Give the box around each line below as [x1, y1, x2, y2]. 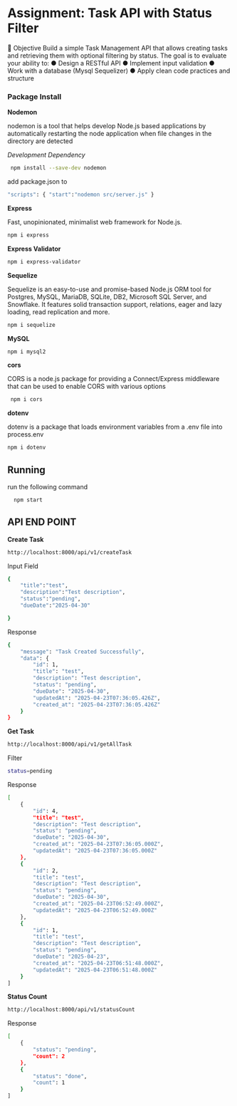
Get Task [7, 727, 34, 736]
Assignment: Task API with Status [7, 5, 212, 21]
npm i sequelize [7, 321, 56, 328]
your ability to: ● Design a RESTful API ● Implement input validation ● [7, 58, 215, 67]
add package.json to [7, 177, 68, 186]
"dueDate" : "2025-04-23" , [33, 953, 110, 961]
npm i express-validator [7, 258, 81, 265]
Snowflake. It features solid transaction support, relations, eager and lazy [7, 300, 222, 308]
